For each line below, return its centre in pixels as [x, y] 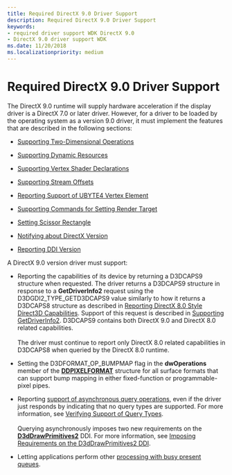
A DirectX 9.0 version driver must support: [68, 262]
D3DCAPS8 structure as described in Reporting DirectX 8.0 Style [110, 306]
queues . [29, 464]
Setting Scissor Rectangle [54, 222]
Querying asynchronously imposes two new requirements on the [109, 428]
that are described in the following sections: [70, 128]
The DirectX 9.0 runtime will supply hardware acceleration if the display [109, 106]
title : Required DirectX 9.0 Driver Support [72, 14]
